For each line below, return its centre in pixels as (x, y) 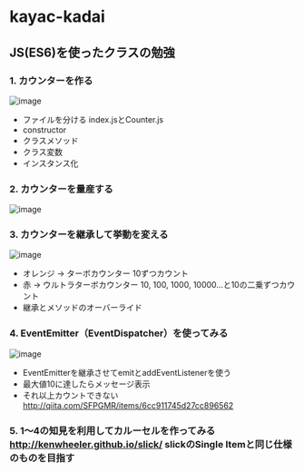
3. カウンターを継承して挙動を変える (89, 235)
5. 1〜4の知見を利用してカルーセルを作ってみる (113, 430)
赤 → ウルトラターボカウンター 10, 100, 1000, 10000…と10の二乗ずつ (151, 285)
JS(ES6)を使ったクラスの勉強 (92, 52)
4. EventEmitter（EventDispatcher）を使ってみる (119, 333)
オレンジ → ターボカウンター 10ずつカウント (105, 273)
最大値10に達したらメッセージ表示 (87, 384)
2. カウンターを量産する (61, 189)
